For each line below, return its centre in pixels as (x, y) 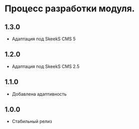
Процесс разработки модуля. (70, 9)
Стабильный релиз (32, 122)
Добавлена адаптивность (39, 94)
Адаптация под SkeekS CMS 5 (44, 39)
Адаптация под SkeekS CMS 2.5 (46, 66)
